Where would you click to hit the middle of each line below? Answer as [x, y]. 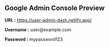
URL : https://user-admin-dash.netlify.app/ [48, 20]
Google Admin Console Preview [55, 8]
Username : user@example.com [38, 30]
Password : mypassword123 [34, 39]
